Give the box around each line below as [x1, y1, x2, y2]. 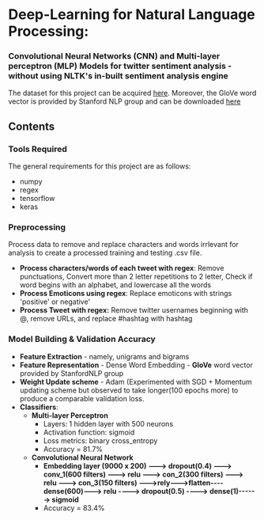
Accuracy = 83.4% [43, 503, 105, 512]
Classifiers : [19, 402, 58, 412]
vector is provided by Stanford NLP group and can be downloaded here [8, 97, 241, 106]
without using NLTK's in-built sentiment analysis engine [8, 70, 229, 82]
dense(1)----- [209, 486, 255, 495]
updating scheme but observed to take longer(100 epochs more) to [19, 385, 239, 395]
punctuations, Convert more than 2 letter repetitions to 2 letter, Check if [19, 271, 253, 282]
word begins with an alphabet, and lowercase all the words [19, 280, 212, 290]
